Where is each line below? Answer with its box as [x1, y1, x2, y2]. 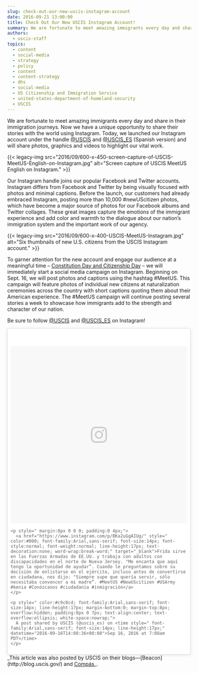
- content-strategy [12, 74, 60, 80]
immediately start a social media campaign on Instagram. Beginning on [7, 268, 178, 275]
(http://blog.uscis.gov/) [7, 660, 62, 667]
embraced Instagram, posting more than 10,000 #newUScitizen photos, [7, 195, 179, 202]
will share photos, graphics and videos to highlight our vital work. [7, 142, 164, 149]
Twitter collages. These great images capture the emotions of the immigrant [7, 208, 190, 215]
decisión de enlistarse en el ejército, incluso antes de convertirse [11, 569, 186, 575]
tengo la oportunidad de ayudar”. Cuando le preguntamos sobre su [11, 564, 176, 569]
